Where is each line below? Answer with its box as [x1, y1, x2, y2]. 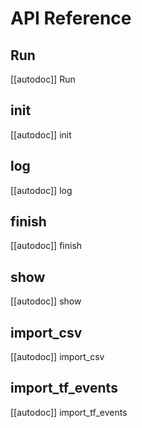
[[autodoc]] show [10, 295, 82, 307]
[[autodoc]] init [10, 128, 72, 141]
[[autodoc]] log [10, 184, 73, 196]
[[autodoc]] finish [10, 240, 83, 252]
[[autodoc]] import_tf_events [10, 406, 128, 418]
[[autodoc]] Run [10, 73, 76, 85]
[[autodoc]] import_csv [10, 351, 105, 363]
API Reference [10, 7, 132, 30]
